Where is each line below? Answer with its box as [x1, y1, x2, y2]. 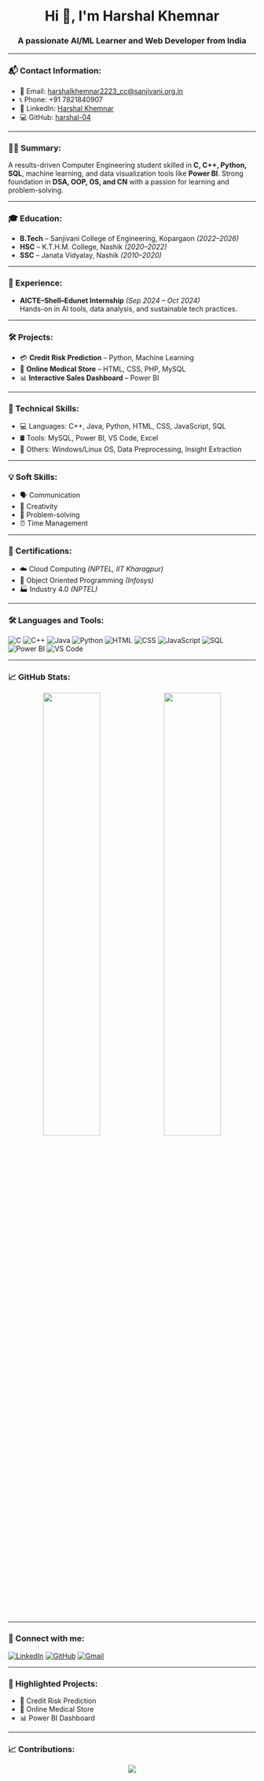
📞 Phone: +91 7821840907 [19, 95, 104, 104]
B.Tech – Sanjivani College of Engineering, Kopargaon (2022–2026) [19, 234, 240, 244]
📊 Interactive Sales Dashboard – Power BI [19, 373, 159, 382]
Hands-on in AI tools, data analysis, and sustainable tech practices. [19, 303, 238, 314]
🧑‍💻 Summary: [8, 142, 61, 153]
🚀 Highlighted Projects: [8, 1678, 98, 1689]
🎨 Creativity [19, 501, 58, 511]
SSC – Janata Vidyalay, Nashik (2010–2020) [19, 251, 163, 260]
